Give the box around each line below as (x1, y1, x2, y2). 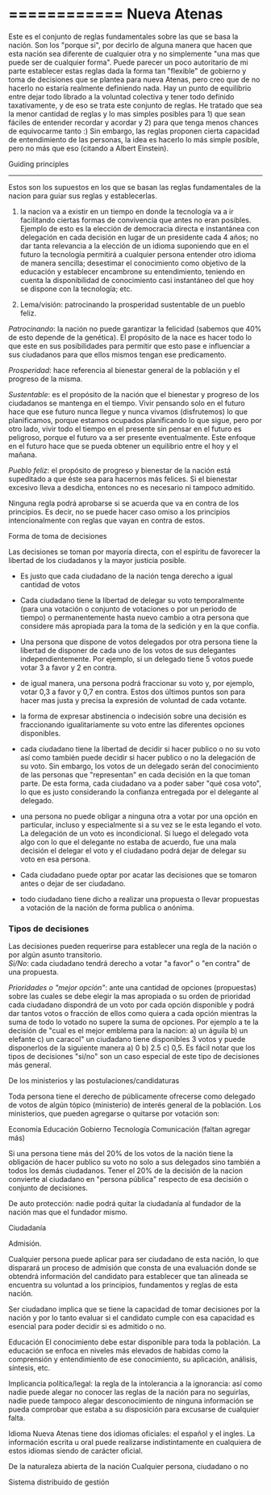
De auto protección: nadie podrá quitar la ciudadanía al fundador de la (8, 1199, 242, 1209)
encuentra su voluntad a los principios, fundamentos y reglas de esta (8, 1280, 238, 1290)
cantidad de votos (19, 579, 81, 589)
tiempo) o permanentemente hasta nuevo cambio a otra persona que (19, 612, 249, 622)
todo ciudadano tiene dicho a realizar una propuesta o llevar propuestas (19, 894, 260, 904)
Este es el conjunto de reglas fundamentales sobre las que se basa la (8, 32, 239, 41)
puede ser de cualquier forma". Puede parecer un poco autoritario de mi (8, 57, 248, 67)
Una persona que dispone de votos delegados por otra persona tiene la (19, 637, 258, 646)
